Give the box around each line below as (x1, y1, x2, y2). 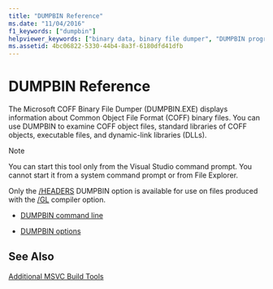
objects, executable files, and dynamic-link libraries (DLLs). (8, 130, 207, 140)
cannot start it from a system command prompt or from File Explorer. (8, 170, 238, 180)
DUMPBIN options (19, 226, 81, 236)
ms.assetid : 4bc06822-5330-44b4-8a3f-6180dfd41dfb (8, 42, 184, 50)
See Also (8, 250, 54, 264)
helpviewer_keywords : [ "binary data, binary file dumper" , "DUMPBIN (8, 34, 245, 43)
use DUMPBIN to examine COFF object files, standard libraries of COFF (8, 121, 248, 131)
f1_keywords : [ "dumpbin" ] (8, 27, 96, 35)
